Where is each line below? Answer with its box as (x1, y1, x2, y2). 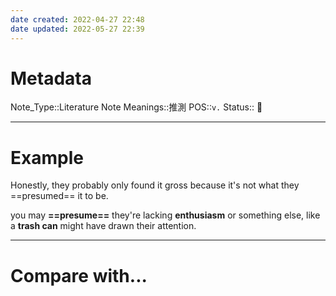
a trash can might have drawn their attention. (10, 220, 197, 232)
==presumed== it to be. (10, 190, 109, 202)
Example (10, 146, 84, 169)
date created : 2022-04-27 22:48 (10, 14, 145, 25)
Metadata (10, 67, 92, 90)
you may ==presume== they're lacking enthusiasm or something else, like (10, 209, 321, 221)
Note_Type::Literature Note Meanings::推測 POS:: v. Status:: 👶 (10, 101, 263, 113)
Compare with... (10, 264, 148, 287)
